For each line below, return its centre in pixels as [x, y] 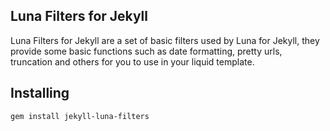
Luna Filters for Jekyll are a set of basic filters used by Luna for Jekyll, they [165, 40]
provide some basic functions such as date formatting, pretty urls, [146, 51]
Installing [40, 93]
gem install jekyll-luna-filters [80, 116]
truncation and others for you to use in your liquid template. [132, 61]
